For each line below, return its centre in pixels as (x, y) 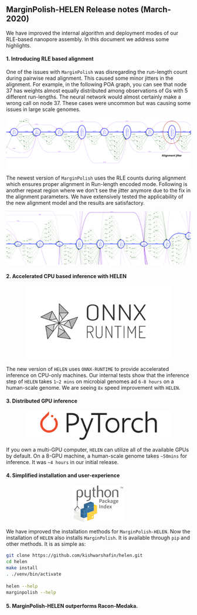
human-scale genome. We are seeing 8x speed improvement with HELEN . (93, 387)
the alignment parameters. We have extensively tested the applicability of (95, 197)
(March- (156, 10)
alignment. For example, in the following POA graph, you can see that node (96, 85)
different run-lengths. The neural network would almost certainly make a (94, 97)
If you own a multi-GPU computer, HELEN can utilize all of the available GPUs (98, 450)
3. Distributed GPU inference (42, 401)
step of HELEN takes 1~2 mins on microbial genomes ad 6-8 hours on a (90, 381)
